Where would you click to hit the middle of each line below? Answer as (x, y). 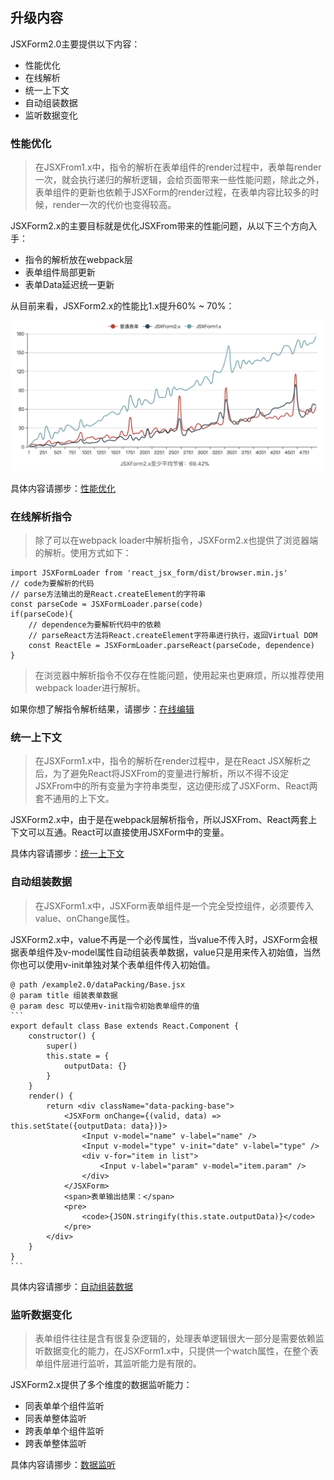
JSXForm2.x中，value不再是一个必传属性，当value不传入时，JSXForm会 (160, 939)
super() (62, 1046)
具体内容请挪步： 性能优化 (63, 488)
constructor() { (62, 1036)
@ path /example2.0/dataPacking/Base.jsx (98, 984)
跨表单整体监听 (55, 1443)
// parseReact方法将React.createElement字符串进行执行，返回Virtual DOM (173, 636)
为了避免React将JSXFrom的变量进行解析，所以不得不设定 (171, 774)
